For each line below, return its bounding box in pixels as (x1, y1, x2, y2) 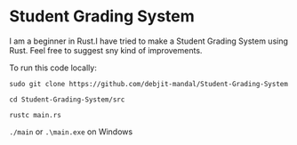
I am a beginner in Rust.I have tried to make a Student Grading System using (9, 36, 289, 46)
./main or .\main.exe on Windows (9, 126, 133, 137)
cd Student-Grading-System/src (9, 95, 125, 104)
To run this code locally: (9, 62, 98, 73)
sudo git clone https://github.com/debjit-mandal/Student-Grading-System (9, 79, 289, 88)
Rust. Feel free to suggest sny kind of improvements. (9, 44, 203, 55)
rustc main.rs (9, 110, 62, 119)
